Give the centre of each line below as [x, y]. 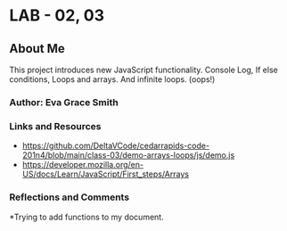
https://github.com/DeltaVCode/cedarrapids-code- [116, 146]
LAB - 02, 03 [57, 16]
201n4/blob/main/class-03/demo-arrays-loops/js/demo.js [128, 155]
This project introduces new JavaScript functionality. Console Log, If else [143, 70]
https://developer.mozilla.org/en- [83, 165]
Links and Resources [55, 126]
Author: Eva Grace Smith [64, 102]
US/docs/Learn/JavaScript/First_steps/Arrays [106, 174]
